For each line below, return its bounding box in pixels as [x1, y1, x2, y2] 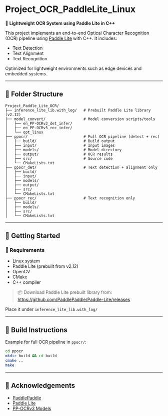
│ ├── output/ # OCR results [5, 152, 113, 157]
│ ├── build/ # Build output [5, 138, 115, 144]
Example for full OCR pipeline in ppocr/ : [5, 339, 86, 345]
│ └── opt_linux [5, 130, 43, 135]
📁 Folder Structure [5, 90, 63, 98]
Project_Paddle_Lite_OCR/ [5, 103, 59, 109]
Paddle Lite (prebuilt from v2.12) [12, 263, 78, 269]
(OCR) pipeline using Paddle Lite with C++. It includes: [5, 35, 117, 41]
